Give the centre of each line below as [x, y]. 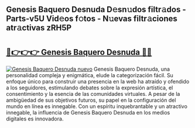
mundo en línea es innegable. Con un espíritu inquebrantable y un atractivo [97, 106]
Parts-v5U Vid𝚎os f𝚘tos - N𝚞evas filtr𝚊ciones [92, 19]
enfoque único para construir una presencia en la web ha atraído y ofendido [98, 82]
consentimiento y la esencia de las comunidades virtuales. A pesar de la [93, 94]
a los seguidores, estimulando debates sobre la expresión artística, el [90, 88]
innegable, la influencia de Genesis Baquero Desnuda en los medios [88, 113]
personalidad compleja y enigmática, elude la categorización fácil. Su [90, 75]
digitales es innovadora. [35, 119]
